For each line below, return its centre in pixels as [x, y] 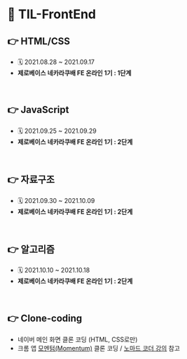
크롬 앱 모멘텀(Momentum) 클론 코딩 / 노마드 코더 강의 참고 [99, 348]
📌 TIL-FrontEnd [52, 14]
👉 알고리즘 [31, 250]
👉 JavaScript [38, 110]
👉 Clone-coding [45, 318]
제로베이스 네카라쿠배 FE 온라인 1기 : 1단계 [74, 73]
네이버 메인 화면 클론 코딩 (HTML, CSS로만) [77, 339]
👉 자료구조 [31, 179]
